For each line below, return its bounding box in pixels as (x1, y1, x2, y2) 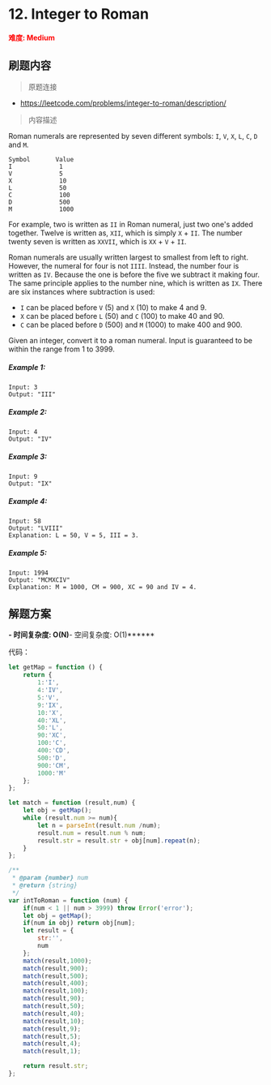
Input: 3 (8, 383, 38, 391)
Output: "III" (8, 390, 57, 398)
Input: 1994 (8, 569, 49, 577)
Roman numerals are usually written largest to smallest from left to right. (8, 252, 249, 262)
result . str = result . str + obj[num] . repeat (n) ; (37, 837, 201, 845)
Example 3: (8, 452, 47, 462)
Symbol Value (8, 155, 74, 163)
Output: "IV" (8, 435, 53, 443)
